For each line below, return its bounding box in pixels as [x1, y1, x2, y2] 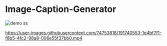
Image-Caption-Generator [5, 3, 116, 15]
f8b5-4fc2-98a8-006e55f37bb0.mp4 [5, 35, 82, 41]
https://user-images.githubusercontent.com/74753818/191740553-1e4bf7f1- [5, 29, 162, 35]
